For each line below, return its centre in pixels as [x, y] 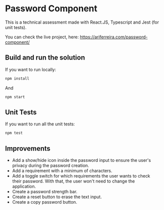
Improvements [28, 148]
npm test [14, 133]
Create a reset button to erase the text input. [57, 197]
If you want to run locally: [31, 69]
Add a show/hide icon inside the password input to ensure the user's [82, 160]
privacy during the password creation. [51, 165]
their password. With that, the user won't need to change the [73, 181]
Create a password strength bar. [45, 192]
